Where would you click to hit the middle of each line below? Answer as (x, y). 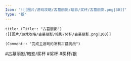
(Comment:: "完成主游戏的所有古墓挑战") (43, 44)
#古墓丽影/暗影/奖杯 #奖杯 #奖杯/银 (41, 54)
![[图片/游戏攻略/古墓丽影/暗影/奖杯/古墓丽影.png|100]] (58, 34)
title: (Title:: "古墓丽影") (34, 29)
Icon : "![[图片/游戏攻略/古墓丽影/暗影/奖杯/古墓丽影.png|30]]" (66, 10)
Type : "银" (16, 14)
